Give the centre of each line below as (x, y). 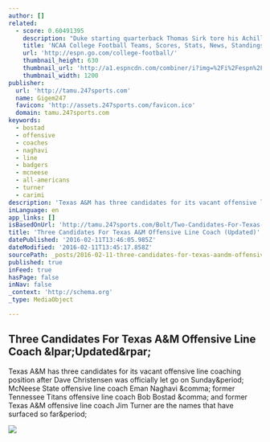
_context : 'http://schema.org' (61, 293)
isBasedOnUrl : (32, 225)
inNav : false (30, 285)
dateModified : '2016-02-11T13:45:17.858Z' (80, 248)
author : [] (27, 16)
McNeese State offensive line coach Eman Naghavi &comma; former (122, 388)
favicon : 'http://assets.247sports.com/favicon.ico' (106, 105)
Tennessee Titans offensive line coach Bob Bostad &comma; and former (128, 397)
